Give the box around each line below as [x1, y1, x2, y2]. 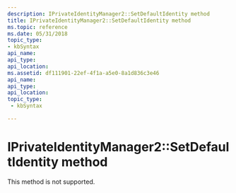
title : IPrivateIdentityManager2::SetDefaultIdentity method [7, 17, 191, 24]
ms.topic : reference [7, 23, 69, 30]
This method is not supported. [7, 177, 95, 186]
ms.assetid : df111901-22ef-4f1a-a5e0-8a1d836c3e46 [7, 69, 160, 76]
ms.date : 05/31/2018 [7, 30, 69, 37]
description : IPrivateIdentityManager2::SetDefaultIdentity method [7, 10, 211, 18]
